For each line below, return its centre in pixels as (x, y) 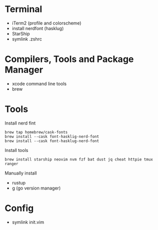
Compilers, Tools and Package (69, 59)
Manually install (21, 173)
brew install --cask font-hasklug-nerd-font (52, 141)
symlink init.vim (28, 222)
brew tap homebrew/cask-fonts (36, 132)
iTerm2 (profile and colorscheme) (46, 23)
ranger (12, 163)
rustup (19, 182)
